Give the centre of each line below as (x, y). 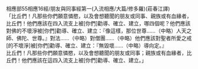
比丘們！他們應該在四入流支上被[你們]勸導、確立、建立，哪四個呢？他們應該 (98, 23)
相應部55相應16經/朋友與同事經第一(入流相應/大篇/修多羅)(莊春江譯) (88, 9)
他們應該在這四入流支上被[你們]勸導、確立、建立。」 (84, 60)
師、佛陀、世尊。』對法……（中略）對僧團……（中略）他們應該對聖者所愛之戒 (99, 38)
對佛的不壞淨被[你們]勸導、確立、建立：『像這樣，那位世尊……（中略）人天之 (99, 31)
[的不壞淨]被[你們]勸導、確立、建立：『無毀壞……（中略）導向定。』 (87, 45)
